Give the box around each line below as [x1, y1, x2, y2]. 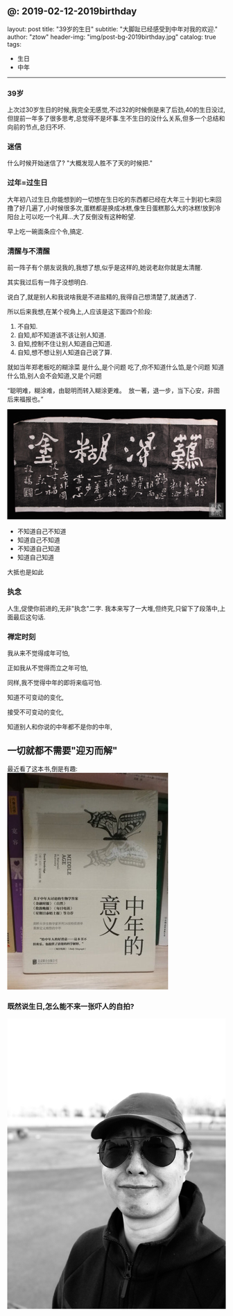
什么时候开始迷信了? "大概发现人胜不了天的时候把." [7, 159, 153, 167]
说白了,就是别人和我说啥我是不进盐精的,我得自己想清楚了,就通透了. [7, 293, 197, 301]
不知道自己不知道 [17, 527, 67, 536]
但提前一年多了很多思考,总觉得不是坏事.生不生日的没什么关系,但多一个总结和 [7, 114, 225, 123]
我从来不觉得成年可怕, [7, 649, 71, 657]
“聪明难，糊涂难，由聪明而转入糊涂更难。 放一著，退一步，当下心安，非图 [7, 386, 221, 395]
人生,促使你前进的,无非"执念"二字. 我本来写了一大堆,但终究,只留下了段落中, [7, 604, 220, 612]
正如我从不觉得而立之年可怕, [7, 664, 89, 672]
